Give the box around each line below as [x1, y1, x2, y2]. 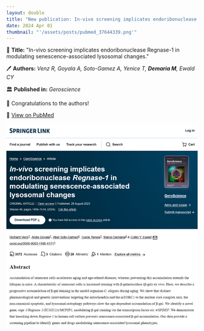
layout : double [6, 10, 45, 16]
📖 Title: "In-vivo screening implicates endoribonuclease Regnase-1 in [6, 46, 180, 54]
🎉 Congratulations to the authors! [6, 100, 89, 107]
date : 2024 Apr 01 [6, 22, 53, 28]
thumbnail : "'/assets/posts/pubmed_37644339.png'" [6, 29, 137, 35]
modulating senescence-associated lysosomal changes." [6, 53, 149, 60]
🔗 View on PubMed [6, 112, 55, 119]
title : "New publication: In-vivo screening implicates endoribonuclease [6, 16, 197, 22]
